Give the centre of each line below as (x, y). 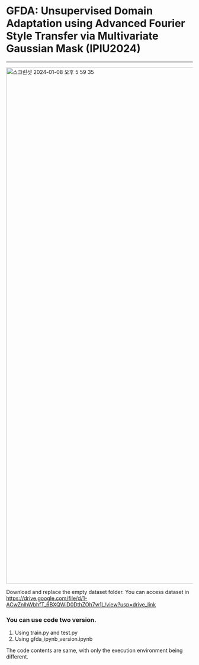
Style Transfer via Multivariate (82, 36)
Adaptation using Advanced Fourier (96, 23)
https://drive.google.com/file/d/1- (47, 598)
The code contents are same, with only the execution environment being (94, 651)
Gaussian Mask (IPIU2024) (73, 49)
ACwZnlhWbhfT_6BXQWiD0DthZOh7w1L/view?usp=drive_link (81, 604)
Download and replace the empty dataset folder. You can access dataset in (98, 592)
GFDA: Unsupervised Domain (79, 11)
